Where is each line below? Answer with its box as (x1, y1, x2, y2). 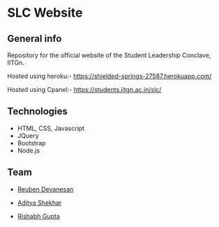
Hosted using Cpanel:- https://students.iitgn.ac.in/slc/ (7, 86, 162, 93)
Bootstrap (17, 139, 46, 147)
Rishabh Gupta (17, 212, 61, 220)
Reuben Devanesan (17, 185, 74, 193)
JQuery (17, 131, 40, 140)
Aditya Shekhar (17, 198, 62, 207)
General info (7, 33, 62, 45)
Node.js (17, 146, 40, 155)
